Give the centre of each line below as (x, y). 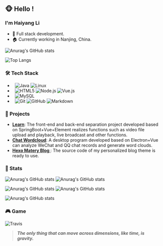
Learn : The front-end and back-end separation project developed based (85, 124)
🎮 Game (16, 211)
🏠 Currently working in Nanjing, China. (52, 39)
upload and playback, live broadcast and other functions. (70, 135)
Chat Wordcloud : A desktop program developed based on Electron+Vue (85, 140)
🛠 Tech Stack (22, 73)
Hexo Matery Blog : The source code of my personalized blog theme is (84, 150)
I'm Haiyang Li (23, 23)
